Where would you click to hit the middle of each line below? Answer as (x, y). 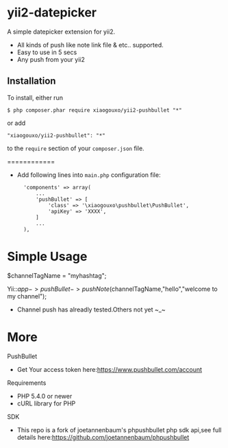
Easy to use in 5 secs (47, 52)
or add (16, 123)
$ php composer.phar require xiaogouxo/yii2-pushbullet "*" (95, 110)
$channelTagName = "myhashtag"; (57, 275)
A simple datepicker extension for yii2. (61, 32)
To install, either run (35, 97)
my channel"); (27, 296)
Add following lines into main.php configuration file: (89, 175)
